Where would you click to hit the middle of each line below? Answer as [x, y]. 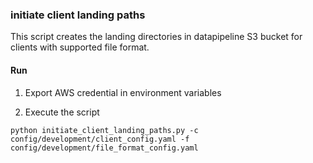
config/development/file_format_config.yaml [104, 148]
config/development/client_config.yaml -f [100, 139]
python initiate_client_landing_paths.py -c [104, 130]
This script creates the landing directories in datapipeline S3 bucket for [156, 37]
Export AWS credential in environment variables [123, 92]
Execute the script [62, 112]
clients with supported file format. [80, 47]
